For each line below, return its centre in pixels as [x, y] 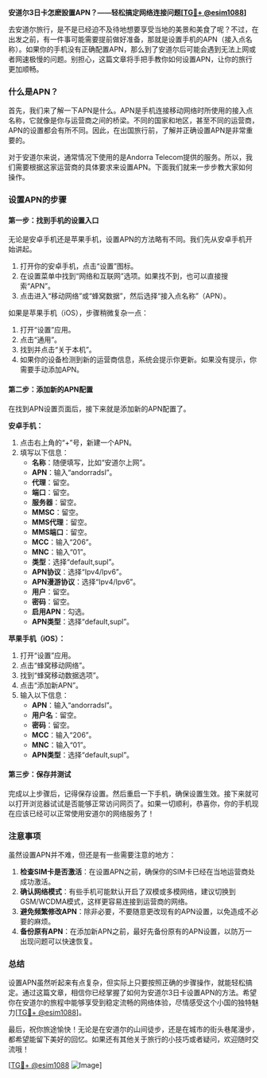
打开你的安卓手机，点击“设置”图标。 [79, 267]
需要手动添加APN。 [51, 370]
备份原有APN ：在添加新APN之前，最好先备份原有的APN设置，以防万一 [136, 932]
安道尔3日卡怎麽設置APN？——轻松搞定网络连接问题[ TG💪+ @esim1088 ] [128, 12]
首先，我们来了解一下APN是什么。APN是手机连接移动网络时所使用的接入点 [131, 111]
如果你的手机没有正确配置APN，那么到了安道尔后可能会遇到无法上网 [137, 49]
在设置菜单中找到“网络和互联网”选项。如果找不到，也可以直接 [120, 276]
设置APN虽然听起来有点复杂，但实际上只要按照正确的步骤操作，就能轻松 [127, 983]
